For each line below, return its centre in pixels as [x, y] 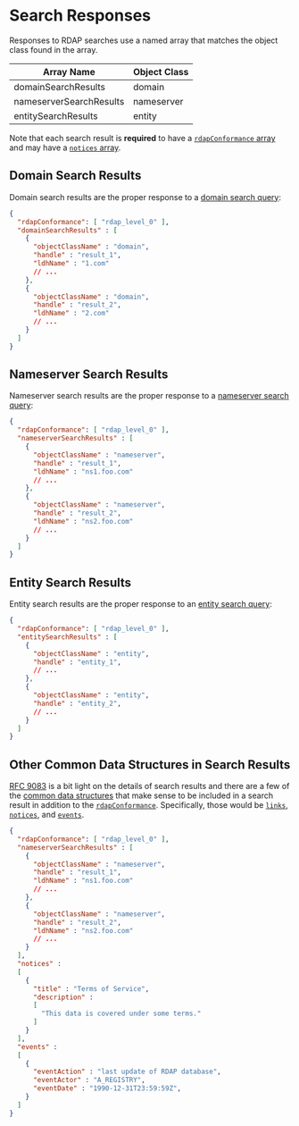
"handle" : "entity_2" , [77, 703]
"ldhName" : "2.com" [71, 314]
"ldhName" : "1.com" [71, 264]
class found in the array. [54, 49]
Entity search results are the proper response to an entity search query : [141, 604]
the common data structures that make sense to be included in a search [141, 795]
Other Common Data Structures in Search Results [150, 765]
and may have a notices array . [65, 147]
